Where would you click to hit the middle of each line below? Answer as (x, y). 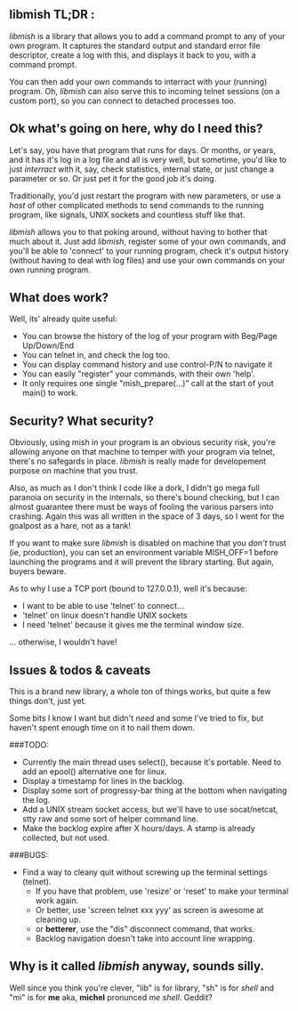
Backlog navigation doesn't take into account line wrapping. (145, 939)
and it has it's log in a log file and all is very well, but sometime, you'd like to (148, 159)
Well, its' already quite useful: (63, 319)
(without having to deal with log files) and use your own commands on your (148, 260)
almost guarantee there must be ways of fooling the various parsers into (141, 507)
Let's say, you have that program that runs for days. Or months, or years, (142, 150)
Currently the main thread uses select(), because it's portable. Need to (152, 762)
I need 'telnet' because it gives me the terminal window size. (133, 625)
